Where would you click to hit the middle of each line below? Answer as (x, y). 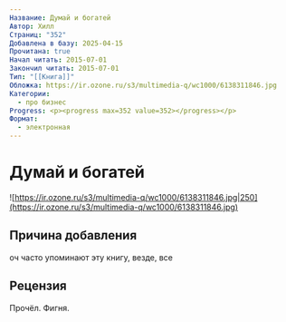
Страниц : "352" (38, 34)
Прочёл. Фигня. (39, 307)
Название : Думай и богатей (60, 18)
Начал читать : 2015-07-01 (58, 60)
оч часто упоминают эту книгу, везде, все (91, 257)
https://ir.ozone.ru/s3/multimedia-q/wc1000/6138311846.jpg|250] (136, 197)
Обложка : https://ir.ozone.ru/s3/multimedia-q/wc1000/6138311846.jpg (143, 85)
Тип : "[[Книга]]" (42, 77)
